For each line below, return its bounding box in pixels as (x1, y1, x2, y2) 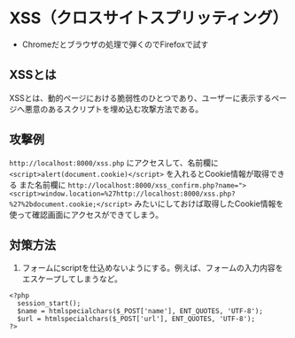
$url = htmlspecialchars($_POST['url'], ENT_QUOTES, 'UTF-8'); (17, 315, 255, 324)
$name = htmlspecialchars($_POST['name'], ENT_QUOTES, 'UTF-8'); (17, 307, 264, 316)
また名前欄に (19, 179, 66, 190)
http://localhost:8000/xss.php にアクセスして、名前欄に (9, 157, 219, 168)
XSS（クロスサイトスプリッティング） (9, 8, 289, 28)
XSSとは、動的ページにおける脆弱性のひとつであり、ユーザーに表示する (9, 92, 272, 103)
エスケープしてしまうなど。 (21, 273, 122, 284)
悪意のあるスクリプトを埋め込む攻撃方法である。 (24, 104, 204, 114)
